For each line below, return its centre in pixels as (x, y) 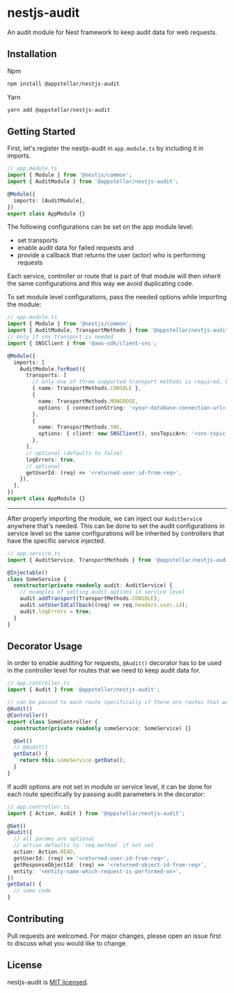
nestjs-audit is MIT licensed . (48, 982)
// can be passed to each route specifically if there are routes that (113, 703)
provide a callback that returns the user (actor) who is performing (111, 255)
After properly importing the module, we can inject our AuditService (105, 518)
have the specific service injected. (56, 540)
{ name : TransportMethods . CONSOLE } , (87, 389)
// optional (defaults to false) (74, 453)
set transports (37, 240)
